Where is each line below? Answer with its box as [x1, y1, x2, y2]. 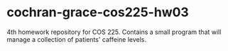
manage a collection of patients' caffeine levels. [6, 35, 147, 43]
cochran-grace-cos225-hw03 [6, 4, 189, 21]
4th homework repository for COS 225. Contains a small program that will [6, 28, 222, 36]
